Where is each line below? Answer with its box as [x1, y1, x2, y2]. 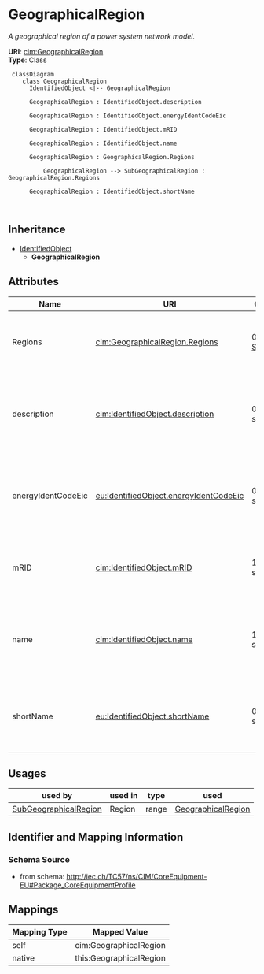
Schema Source [8, 853, 71, 864]
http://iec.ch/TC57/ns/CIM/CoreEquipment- [66, 872, 207, 882]
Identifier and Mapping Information [8, 830, 184, 844]
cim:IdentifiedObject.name [95, 634, 193, 645]
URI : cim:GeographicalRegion [8, 46, 104, 56]
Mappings [8, 903, 59, 916]
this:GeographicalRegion [75, 952, 167, 963]
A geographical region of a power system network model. [8, 32, 195, 41]
